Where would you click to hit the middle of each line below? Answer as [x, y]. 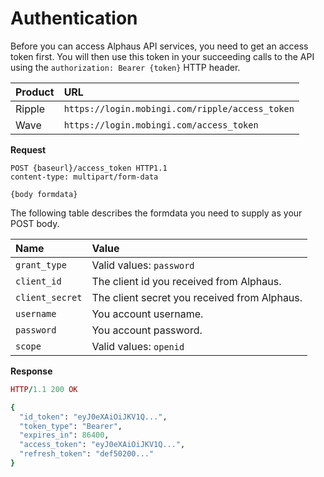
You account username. [147, 314]
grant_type [41, 265]
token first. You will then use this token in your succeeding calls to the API [162, 56]
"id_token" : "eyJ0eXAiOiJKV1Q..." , [93, 417]
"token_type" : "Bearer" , [71, 426]
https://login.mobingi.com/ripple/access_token [179, 108]
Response [31, 371]
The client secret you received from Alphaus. [197, 297]
